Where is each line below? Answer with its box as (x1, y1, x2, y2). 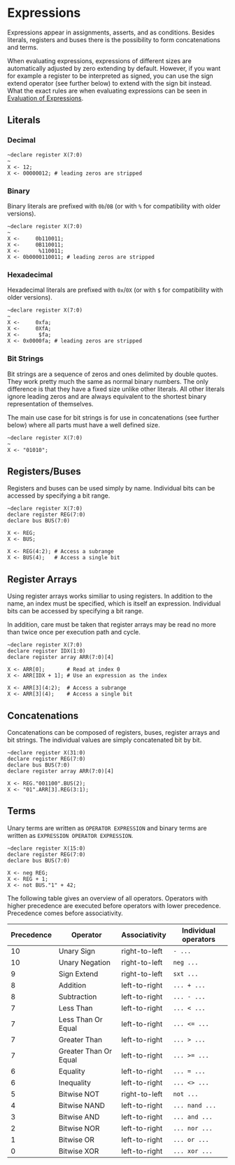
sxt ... (173, 970, 199, 978)
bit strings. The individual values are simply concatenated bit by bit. (7, 735, 202, 744)
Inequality (58, 1077, 92, 1087)
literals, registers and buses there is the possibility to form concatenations (7, 35, 220, 44)
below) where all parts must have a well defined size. (7, 420, 160, 429)
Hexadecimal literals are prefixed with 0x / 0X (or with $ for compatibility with (7, 286, 224, 294)
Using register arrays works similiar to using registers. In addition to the (7, 592, 213, 601)
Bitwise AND (58, 1112, 100, 1121)
